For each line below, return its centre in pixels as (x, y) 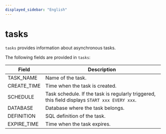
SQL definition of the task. (75, 116)
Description (102, 69)
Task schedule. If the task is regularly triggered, (100, 94)
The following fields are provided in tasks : (48, 57)
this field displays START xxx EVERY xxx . (91, 100)
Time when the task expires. (78, 124)
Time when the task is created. (81, 86)
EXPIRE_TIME (23, 124)
